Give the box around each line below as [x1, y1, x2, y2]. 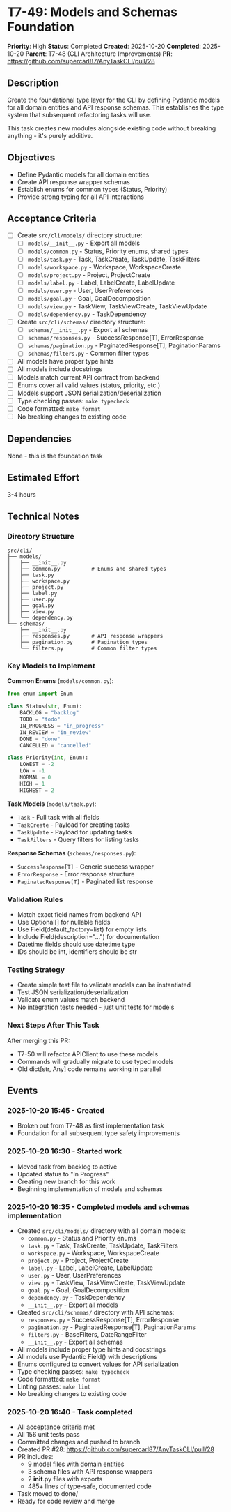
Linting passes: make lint [17, 1382, 91, 1391]
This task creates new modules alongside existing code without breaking [7, 123, 216, 133]
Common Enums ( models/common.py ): [7, 677, 114, 685]
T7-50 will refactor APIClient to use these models [17, 1049, 159, 1058]
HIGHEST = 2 [19, 786, 54, 794]
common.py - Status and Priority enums [27, 1234, 137, 1242]
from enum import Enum [7, 690, 73, 698]
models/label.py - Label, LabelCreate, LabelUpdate [27, 278, 175, 287]
